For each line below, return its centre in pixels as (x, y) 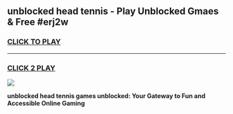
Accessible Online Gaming (46, 103)
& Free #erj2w (38, 22)
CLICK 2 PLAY (31, 68)
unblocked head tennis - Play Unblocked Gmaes (113, 11)
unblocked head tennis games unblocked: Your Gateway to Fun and (106, 95)
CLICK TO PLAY (34, 42)
